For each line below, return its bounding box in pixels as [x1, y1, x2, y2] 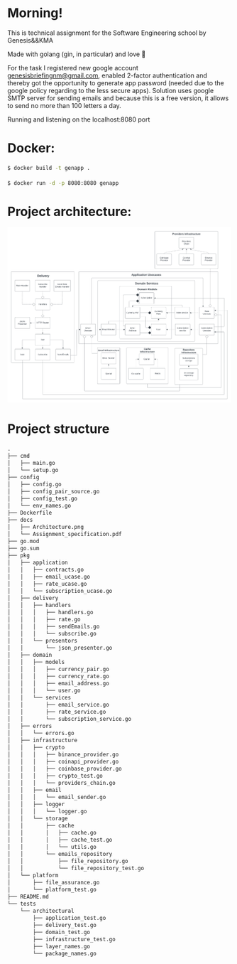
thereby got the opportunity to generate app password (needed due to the [7, 78, 225, 87]
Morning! [7, 5, 63, 21]
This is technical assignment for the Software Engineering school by [7, 28, 207, 37]
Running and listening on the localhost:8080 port [7, 115, 150, 124]
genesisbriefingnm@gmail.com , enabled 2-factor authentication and [7, 71, 207, 80]
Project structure [7, 421, 110, 437]
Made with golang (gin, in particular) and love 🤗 [7, 50, 146, 58]
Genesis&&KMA [7, 36, 53, 44]
